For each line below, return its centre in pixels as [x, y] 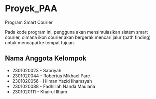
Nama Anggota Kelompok [46, 59]
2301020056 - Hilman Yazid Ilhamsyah [52, 81]
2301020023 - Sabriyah [37, 70]
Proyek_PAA [31, 9]
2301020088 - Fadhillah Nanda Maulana [54, 86]
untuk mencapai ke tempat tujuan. [40, 42]
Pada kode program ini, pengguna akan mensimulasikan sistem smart [77, 32]
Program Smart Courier [29, 22]
